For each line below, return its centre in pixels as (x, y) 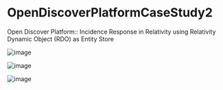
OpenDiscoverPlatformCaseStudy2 (110, 13)
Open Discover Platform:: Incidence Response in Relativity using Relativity (111, 32)
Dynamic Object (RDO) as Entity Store (61, 38)
